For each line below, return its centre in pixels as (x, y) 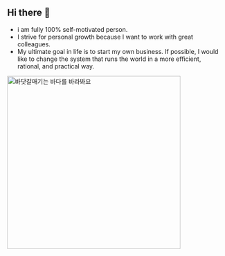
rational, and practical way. (56, 66)
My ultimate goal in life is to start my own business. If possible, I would (118, 51)
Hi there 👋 (29, 13)
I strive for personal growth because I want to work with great (105, 37)
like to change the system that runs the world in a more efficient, (109, 59)
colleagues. (34, 44)
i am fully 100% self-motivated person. (72, 29)
